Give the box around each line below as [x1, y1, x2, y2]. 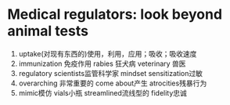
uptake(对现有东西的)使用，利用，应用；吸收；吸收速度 [18, 49, 197, 58]
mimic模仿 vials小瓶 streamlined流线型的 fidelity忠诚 [18, 88, 187, 97]
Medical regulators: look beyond [7, 5, 223, 24]
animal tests [7, 22, 89, 40]
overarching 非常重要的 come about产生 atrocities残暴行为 [18, 78, 207, 88]
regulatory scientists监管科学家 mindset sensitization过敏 [18, 68, 203, 78]
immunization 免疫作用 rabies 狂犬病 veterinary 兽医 [18, 59, 186, 68]
